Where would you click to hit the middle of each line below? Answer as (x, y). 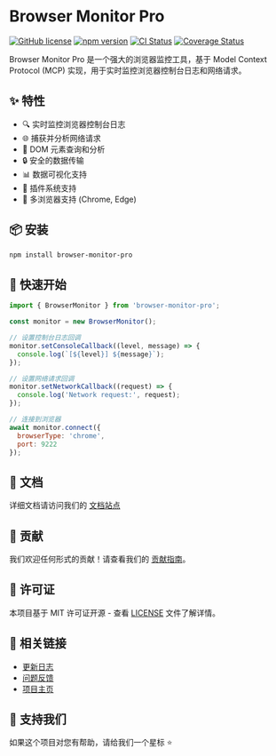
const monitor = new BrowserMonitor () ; (83, 322)
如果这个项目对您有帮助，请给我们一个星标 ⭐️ (91, 743)
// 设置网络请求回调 (42, 378)
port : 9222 (37, 444)
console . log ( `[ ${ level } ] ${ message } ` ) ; (91, 354)
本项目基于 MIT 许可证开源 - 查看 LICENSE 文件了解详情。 (114, 613)
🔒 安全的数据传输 (53, 160)
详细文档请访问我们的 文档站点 (65, 505)
